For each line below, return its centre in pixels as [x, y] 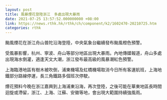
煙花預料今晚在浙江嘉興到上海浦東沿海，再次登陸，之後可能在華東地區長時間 [83, 86]
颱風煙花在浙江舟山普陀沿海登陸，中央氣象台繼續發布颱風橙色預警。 [75, 43]
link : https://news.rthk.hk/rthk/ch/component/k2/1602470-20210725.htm [81, 23]
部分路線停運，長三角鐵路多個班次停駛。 [51, 76]
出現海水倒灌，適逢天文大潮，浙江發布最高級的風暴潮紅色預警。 [70, 59]
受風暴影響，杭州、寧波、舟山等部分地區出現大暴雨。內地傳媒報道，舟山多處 [83, 53]
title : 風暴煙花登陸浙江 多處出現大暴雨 [43, 14]
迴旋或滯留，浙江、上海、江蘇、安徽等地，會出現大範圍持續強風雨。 [75, 93]
